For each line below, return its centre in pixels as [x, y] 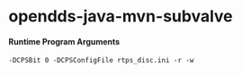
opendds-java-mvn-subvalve [121, 16]
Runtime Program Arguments [64, 41]
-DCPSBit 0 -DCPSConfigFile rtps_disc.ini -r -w [101, 61]
